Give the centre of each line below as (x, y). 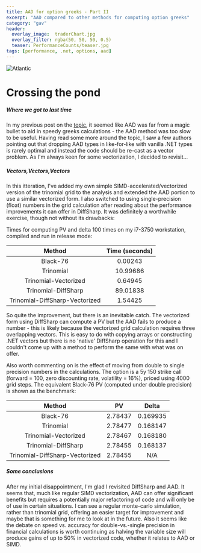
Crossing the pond (54, 93)
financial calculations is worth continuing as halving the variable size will (96, 531)
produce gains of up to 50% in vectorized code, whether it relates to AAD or (100, 538)
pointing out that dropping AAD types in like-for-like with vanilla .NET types (99, 144)
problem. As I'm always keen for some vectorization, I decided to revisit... (97, 157)
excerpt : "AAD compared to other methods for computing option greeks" (98, 17)
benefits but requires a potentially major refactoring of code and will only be (100, 499)
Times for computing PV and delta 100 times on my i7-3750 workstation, (96, 229)
